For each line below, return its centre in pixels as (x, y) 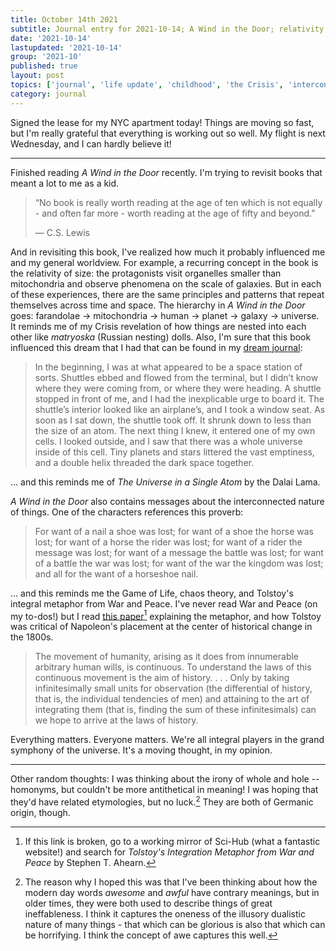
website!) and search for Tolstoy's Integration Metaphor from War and (169, 852)
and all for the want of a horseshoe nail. (116, 573)
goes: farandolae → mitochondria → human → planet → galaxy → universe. (165, 315)
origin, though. (40, 812)
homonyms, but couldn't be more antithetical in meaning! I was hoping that (164, 790)
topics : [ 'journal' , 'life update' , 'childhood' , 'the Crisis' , (147, 85)
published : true (44, 66)
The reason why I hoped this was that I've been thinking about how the (171, 882)
